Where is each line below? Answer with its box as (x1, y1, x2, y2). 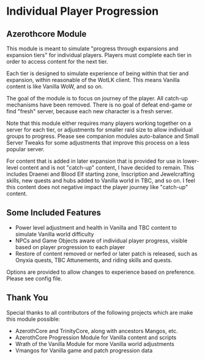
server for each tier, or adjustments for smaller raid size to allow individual (6, 126, 193, 133)
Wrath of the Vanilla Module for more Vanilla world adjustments (15, 340, 174, 347)
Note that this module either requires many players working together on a (6, 119, 192, 127)
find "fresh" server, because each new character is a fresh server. (6, 108, 173, 114)
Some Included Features (6, 208, 102, 218)
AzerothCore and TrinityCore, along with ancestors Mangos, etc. (15, 327, 179, 334)
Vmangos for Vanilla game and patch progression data (15, 347, 153, 354)
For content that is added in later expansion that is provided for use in (6, 157, 182, 165)
